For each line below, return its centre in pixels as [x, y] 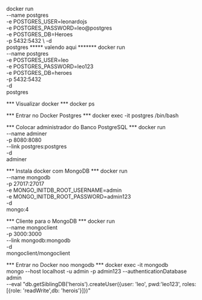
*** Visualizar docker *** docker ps [50, 104]
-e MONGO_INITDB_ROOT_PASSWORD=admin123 [69, 196]
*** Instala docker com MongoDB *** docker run [67, 171]
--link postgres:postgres [37, 146]
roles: [189, 284]
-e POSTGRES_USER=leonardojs [47, 21]
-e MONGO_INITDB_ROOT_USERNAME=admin [64, 190]
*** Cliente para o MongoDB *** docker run [60, 221]
